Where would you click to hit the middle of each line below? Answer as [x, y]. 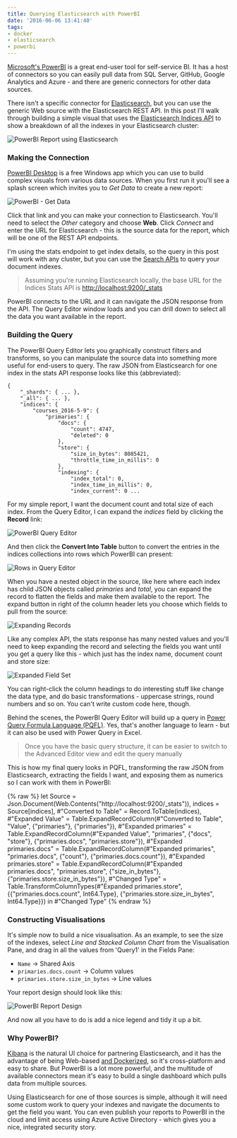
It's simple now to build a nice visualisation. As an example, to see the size [115, 934]
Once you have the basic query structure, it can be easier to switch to [126, 746]
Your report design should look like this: [65, 992]
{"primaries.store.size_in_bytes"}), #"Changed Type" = [87, 879]
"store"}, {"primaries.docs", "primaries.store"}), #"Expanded [95, 841]
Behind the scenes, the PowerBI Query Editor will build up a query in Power [116, 717]
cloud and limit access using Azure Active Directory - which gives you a [112, 1120]
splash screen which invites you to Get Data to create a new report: [105, 188]
